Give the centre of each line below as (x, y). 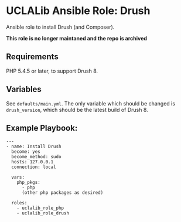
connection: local (34, 167)
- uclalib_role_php (40, 208)
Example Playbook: (42, 128)
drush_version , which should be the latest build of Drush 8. (77, 110)
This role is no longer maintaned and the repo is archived (77, 38)
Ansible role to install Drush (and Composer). (60, 27)
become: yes (26, 152)
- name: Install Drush (34, 147)
